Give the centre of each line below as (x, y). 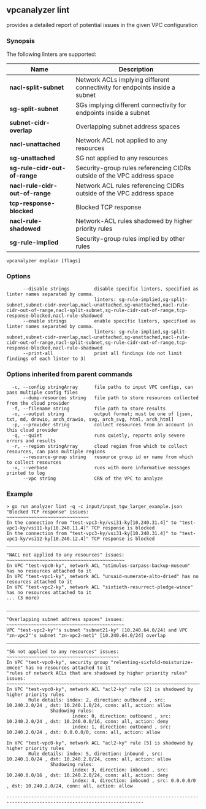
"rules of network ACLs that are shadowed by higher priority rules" (97, 673)
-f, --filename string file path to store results (89, 408)
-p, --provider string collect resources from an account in (102, 424)
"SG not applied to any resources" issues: (63, 652)
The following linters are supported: (51, 54)
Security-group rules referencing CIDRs (133, 168)
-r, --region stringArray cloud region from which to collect (100, 446)
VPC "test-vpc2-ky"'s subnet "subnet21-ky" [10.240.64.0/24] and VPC (97, 630)
